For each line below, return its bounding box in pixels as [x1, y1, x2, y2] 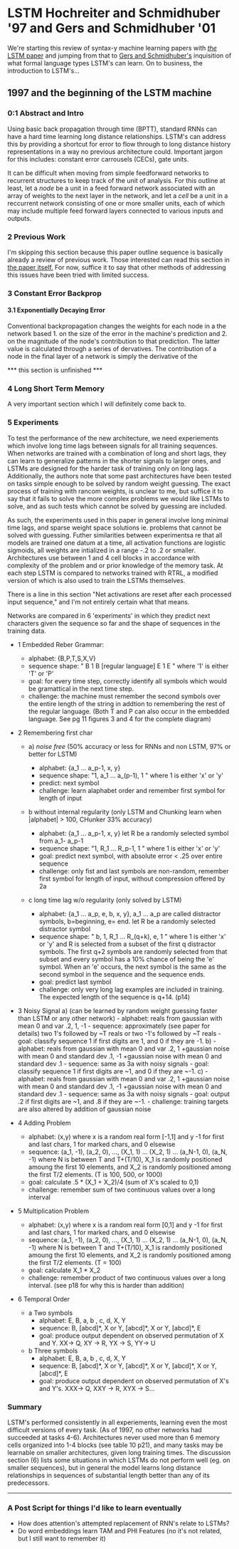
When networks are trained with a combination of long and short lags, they [7, 448, 227, 457]
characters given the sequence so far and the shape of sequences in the [7, 619, 221, 627]
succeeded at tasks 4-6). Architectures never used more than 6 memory [7, 1433, 221, 1442]
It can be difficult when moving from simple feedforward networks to [7, 169, 209, 177]
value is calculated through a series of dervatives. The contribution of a [7, 345, 217, 353]
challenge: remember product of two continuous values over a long [28, 1273, 226, 1282]
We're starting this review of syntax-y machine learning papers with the [7, 43, 217, 52]
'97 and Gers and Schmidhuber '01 [7, 20, 216, 36]
